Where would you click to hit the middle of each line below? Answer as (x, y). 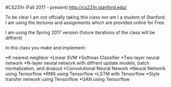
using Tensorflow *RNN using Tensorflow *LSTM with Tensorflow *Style (82, 74)
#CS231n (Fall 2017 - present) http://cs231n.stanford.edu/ (66, 7)
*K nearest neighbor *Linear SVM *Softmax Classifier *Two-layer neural (82, 57)
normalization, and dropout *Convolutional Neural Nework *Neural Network (85, 68)
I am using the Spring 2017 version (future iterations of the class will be (80, 32)
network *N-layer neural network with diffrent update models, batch (77, 63)
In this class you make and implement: (46, 48)
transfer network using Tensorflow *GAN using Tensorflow (68, 79)
